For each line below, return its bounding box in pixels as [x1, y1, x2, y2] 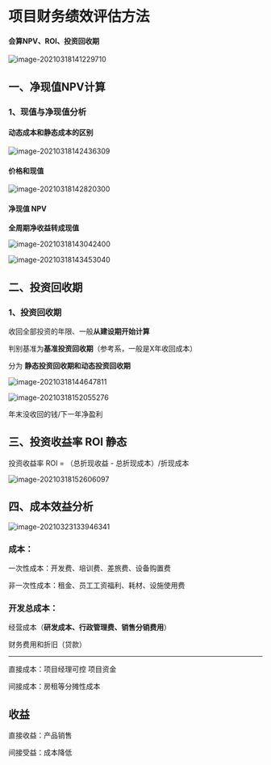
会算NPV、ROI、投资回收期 [8, 36, 100, 45]
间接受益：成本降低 [8, 748, 73, 758]
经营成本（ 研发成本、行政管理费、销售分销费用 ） [8, 623, 171, 633]
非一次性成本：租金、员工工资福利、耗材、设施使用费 [8, 580, 186, 590]
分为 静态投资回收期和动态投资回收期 [8, 361, 131, 370]
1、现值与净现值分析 [8, 106, 87, 117]
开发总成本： [8, 603, 59, 614]
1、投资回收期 [8, 306, 62, 317]
